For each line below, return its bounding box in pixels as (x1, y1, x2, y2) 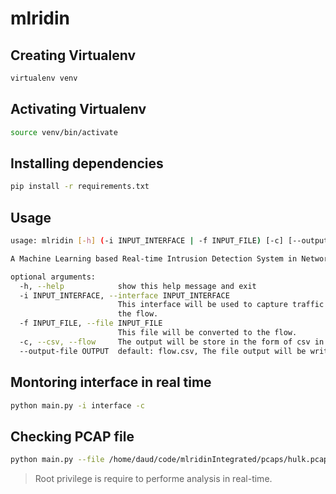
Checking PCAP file (10, 428, 135, 445)
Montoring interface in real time (10, 374, 212, 391)
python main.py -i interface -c (10, 400, 145, 411)
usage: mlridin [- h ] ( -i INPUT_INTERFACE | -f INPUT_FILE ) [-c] (10, 236, 284, 246)
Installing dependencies (10, 155, 164, 172)
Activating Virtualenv (10, 101, 147, 118)
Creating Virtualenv (10, 47, 136, 64)
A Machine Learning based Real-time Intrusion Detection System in (10, 253, 298, 264)
